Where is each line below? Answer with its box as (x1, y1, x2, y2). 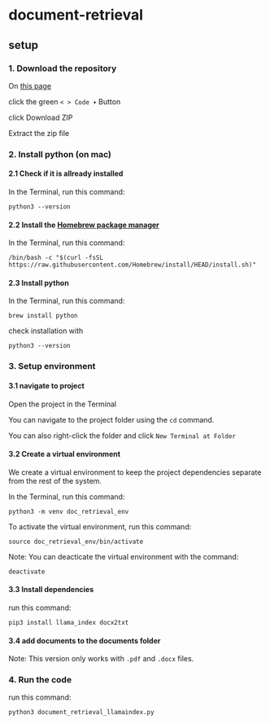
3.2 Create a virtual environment (8, 450, 120, 459)
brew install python (8, 312, 79, 320)
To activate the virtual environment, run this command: (8, 521, 192, 531)
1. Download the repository (8, 63, 117, 74)
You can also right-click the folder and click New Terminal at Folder (8, 430, 237, 441)
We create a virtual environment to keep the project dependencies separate (8, 467, 262, 477)
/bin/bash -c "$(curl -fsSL (8, 254, 104, 262)
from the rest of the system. (8, 476, 102, 485)
